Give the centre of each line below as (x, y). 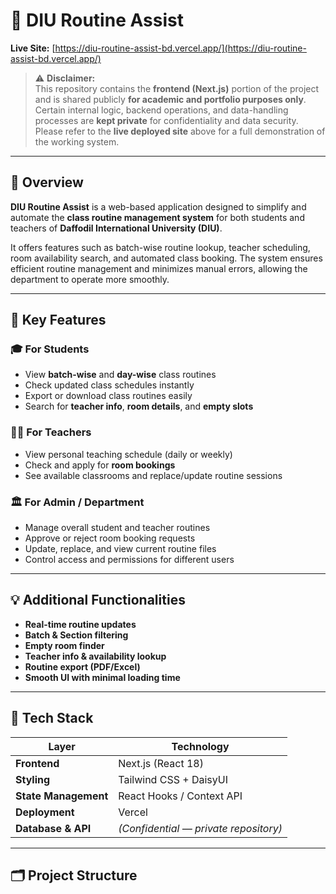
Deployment (45, 812)
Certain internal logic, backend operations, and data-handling (161, 110)
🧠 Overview (47, 182)
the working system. (77, 141)
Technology (200, 746)
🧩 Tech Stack (52, 718)
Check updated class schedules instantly (109, 385)
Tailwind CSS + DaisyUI (173, 779)
